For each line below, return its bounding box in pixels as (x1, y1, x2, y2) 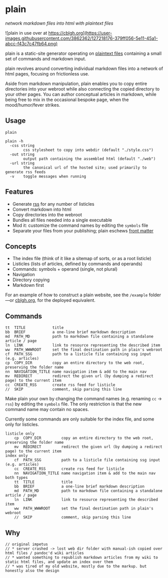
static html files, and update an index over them (5, 559, 113, 564)
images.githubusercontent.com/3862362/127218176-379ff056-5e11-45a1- (5, 35, 158, 41)
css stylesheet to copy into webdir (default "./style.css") (23, 147, 154, 152)
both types (5, 475, 28, 480)
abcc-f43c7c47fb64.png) (5, 40, 58, 46)
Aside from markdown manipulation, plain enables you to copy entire (5, 80, 147, 87)
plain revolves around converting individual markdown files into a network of (5, 65, 163, 71)
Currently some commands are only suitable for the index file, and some (5, 416, 154, 422)
